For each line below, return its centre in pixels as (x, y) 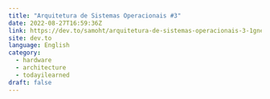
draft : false (30, 82)
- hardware (34, 61)
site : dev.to (30, 38)
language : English (39, 46)
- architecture (41, 68)
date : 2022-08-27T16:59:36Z (55, 23)
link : (17, 30)
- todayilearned (43, 75)
